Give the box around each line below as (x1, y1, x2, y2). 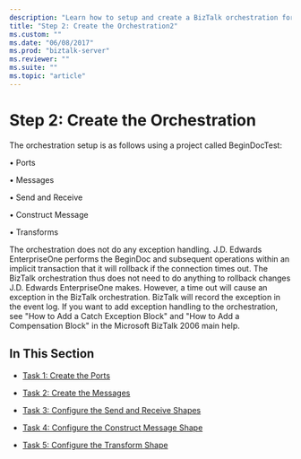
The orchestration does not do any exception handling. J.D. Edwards (9, 244, 262, 255)
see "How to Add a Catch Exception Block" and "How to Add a (9, 310, 240, 321)
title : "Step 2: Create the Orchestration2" (9, 22, 178, 30)
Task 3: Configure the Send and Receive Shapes (21, 404, 202, 415)
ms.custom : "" (9, 30, 63, 39)
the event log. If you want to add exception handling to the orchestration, (9, 301, 279, 312)
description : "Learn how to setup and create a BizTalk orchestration (9, 13, 279, 22)
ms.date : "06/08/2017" (9, 38, 94, 48)
